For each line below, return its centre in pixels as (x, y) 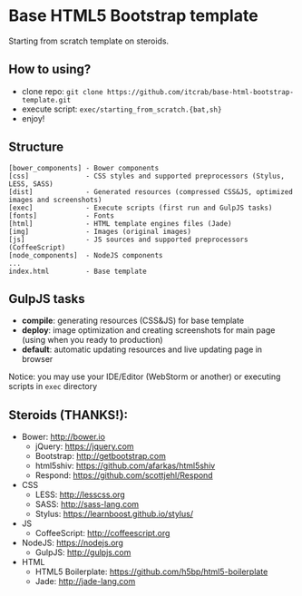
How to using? (50, 69)
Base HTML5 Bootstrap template (134, 16)
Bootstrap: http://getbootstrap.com (101, 456)
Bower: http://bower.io (63, 437)
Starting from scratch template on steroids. (89, 41)
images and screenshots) (55, 200)
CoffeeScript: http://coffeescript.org (102, 533)
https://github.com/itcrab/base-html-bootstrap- (200, 92)
